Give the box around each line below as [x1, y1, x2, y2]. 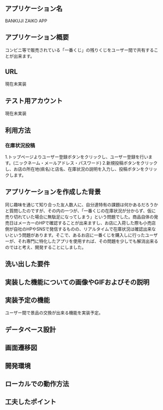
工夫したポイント [5, 398, 56, 406]
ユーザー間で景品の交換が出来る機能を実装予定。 [5, 310, 103, 316]
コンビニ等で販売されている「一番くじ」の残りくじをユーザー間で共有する [5, 47, 154, 53]
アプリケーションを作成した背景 [5, 188, 101, 196]
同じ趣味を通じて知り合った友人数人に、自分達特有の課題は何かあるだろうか [5, 202, 158, 207]
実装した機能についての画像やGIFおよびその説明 [5, 278, 150, 286]
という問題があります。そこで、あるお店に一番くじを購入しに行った [9, 232, 145, 238]
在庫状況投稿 [5, 142, 36, 149]
